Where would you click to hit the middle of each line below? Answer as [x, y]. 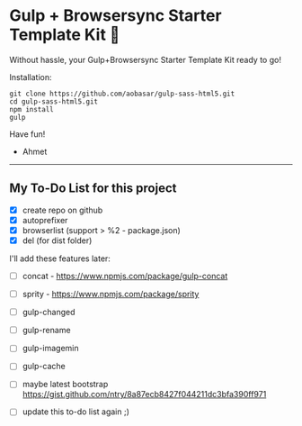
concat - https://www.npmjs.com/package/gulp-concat [125, 276]
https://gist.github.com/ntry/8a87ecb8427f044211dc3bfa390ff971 [144, 394]
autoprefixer [45, 220]
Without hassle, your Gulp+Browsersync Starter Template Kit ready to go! [145, 59]
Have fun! [27, 134]
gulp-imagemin [50, 349]
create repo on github [62, 210]
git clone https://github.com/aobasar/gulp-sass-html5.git [122, 94]
